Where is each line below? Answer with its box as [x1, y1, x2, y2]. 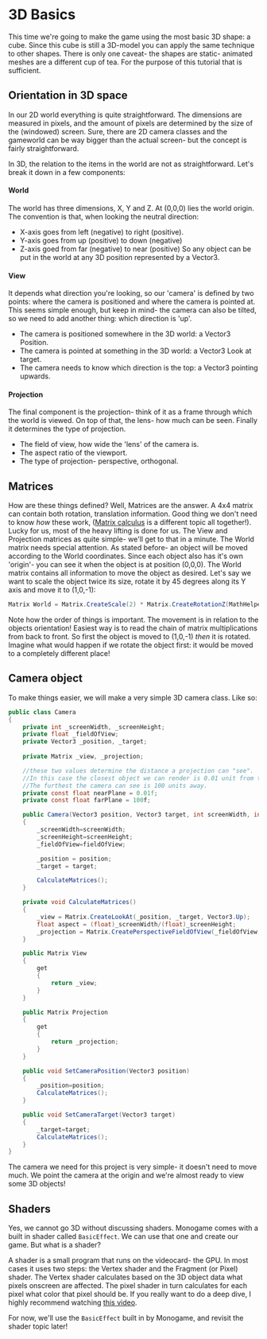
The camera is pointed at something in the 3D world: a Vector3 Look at [19, 346, 252, 355]
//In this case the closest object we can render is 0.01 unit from [22, 774, 254, 782]
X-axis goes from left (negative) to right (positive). [19, 227, 184, 236]
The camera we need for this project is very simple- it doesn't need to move [8, 1162, 257, 1172]
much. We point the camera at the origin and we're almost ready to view [8, 1170, 245, 1180]
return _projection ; [50, 1038, 119, 1046]
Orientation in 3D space [8, 89, 129, 103]
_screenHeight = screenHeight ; [37, 833, 133, 840]
